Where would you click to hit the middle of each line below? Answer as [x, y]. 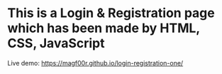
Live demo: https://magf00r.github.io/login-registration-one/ [95, 63]
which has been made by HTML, [104, 28]
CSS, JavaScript [56, 43]
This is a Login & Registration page [111, 13]
